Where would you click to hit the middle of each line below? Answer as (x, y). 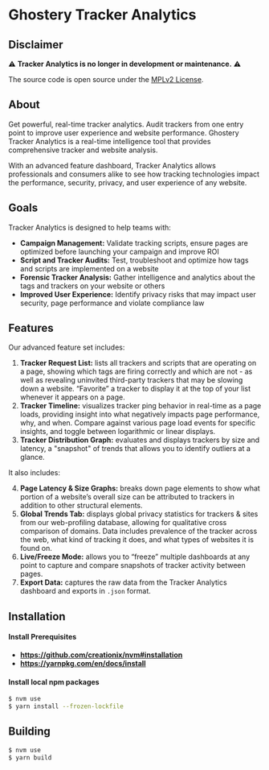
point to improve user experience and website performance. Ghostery (124, 132)
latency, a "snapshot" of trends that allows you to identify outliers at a (135, 449)
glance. (33, 457)
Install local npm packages (54, 681)
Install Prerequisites (43, 637)
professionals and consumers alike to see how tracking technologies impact (134, 174)
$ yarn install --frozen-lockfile (66, 706)
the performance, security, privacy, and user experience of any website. (128, 182)
